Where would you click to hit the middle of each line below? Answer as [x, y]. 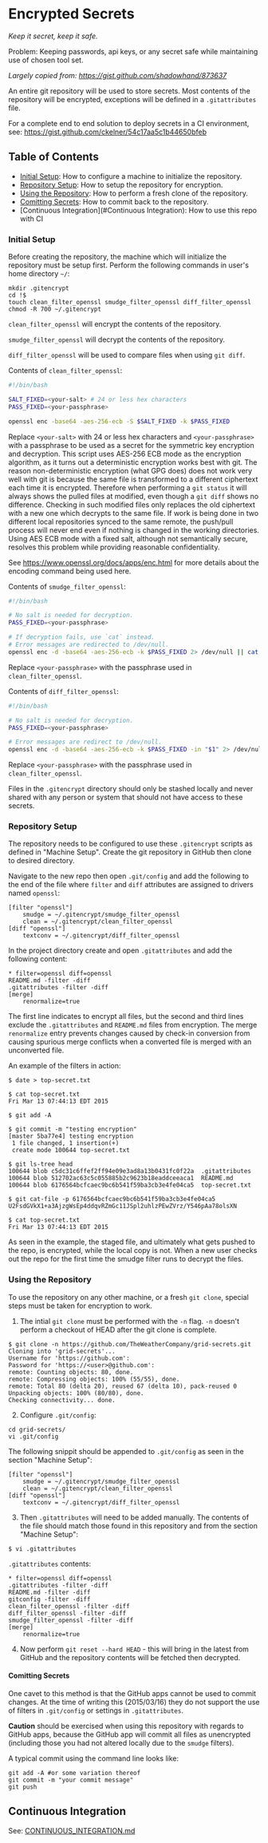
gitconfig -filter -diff [49, 1599]
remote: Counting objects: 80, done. [71, 1372]
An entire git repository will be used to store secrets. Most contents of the [130, 91]
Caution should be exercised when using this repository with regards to [126, 1726]
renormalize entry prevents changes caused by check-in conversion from [129, 1033]
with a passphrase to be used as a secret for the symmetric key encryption [131, 445]
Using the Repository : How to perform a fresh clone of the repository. [134, 193]
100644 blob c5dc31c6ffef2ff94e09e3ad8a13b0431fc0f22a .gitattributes [130, 1171]
